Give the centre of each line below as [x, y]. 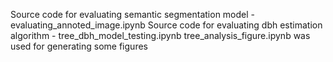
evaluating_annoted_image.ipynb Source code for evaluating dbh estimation [166, 25]
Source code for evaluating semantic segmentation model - [133, 14]
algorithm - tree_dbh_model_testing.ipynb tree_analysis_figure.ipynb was [160, 35]
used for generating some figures [79, 46]
